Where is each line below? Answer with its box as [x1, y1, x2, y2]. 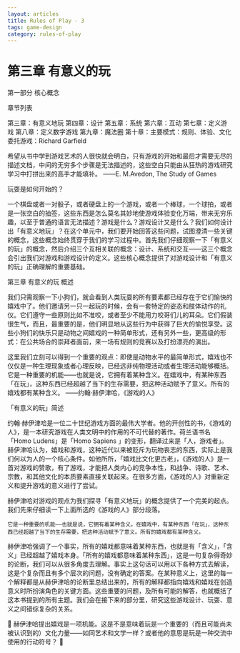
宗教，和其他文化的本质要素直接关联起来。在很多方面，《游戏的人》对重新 [7, 472, 224, 481]
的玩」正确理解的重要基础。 [7, 262, 89, 271]
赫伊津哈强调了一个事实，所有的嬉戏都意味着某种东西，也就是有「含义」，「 [7, 542, 226, 551]
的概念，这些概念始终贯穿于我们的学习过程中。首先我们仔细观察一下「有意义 [7, 236, 233, 244]
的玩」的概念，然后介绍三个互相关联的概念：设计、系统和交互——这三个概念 [7, 244, 233, 254]
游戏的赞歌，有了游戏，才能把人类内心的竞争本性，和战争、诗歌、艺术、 [19, 464, 233, 472]
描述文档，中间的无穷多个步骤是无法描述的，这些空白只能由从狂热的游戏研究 [7, 161, 233, 169]
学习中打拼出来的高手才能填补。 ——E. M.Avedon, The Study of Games [7, 169, 217, 179]
